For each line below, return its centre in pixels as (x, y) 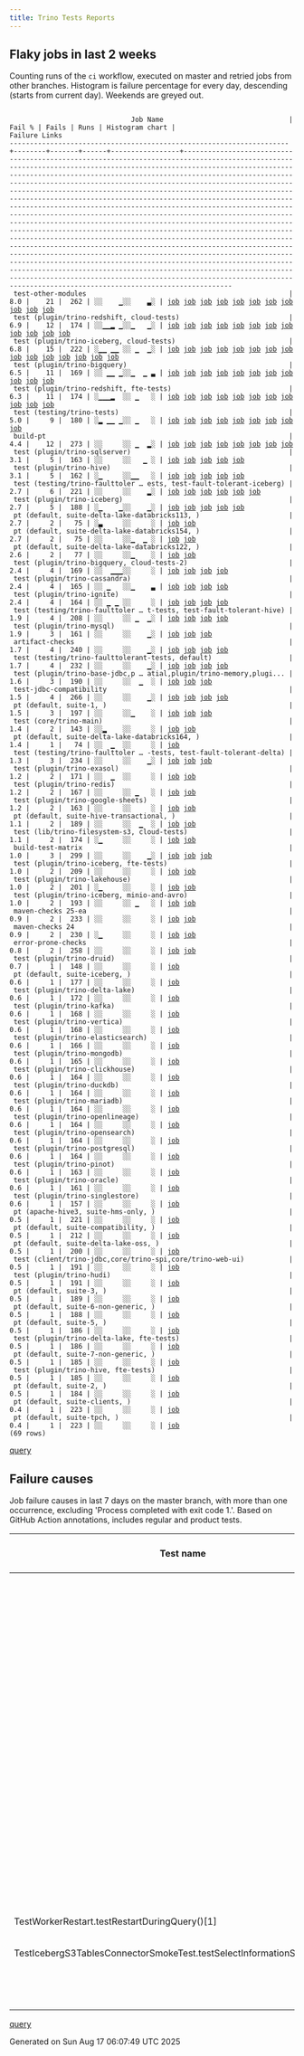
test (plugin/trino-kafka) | (153, 1006)
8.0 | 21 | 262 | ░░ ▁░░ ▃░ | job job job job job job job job (152, 302)
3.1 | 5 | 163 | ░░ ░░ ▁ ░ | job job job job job (127, 460)
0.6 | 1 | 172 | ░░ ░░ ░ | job (95, 999)
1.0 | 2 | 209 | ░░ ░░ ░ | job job (103, 872)
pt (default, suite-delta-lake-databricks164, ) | (153, 737)
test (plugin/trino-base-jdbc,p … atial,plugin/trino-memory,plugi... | (153, 674)
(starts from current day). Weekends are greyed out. (107, 95)
